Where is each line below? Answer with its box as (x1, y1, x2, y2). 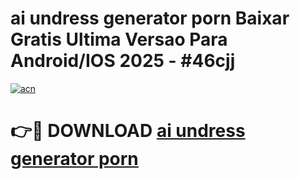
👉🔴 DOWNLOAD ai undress (10, 120, 246, 142)
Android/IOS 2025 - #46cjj (10, 50, 236, 72)
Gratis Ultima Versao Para (10, 28, 228, 51)
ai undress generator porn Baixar (10, 7, 290, 30)
